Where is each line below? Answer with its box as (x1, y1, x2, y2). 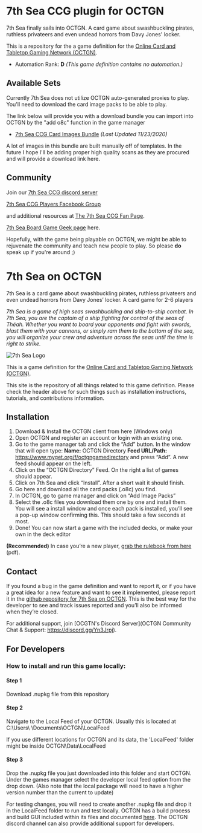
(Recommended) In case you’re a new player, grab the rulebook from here (6, 543, 192, 550)
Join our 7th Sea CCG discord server (6, 189, 98, 196)
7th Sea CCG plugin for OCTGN (6, 4, 165, 18)
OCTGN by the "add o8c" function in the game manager (6, 119, 146, 126)
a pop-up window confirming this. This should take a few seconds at (14, 511, 186, 518)
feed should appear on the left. (14, 460, 92, 467)
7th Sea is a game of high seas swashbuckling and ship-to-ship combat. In (6, 307, 194, 315)
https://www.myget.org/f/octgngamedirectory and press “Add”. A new (14, 454, 189, 461)
